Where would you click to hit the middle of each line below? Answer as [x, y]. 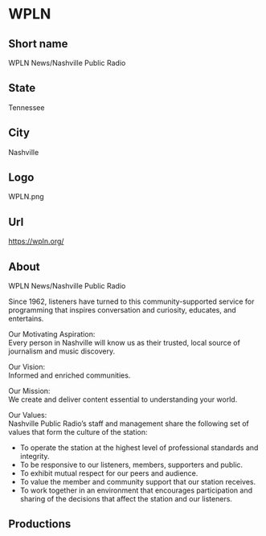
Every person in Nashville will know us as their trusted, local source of [125, 343]
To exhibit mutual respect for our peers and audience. [109, 473]
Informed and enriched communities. [70, 375]
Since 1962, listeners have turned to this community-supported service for [131, 301]
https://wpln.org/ [36, 241]
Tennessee [27, 107]
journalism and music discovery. [61, 351]
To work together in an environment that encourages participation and [136, 490]
